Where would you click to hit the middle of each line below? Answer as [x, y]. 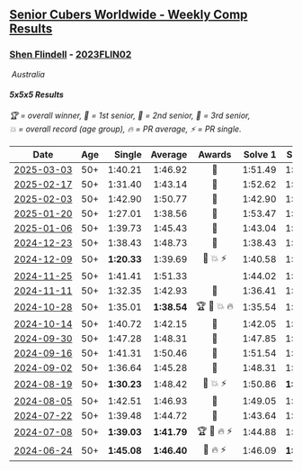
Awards [215, 154]
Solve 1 [260, 154]
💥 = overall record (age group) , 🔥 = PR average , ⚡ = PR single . [125, 129]
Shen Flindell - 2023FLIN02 [71, 55]
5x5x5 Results [37, 95]
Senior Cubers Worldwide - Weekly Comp [129, 15]
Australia [28, 74]
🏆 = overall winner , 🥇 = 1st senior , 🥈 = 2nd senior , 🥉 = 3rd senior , [130, 115]
